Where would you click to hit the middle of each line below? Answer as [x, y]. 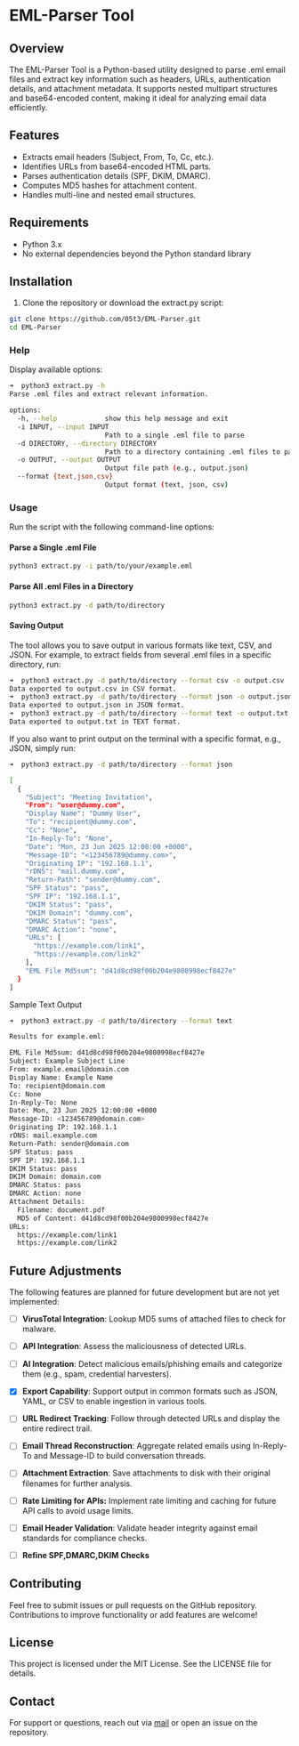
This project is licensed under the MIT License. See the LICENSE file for [141, 1664]
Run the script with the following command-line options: [112, 527]
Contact [32, 1701]
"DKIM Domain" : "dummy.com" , [79, 913]
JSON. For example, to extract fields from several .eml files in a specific [141, 654]
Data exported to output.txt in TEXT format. [95, 722]
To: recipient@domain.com [57, 1086]
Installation [41, 282]
